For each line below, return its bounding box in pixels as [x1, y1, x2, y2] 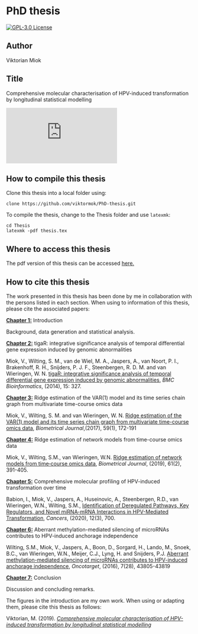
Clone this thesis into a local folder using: [6, 190, 106, 197]
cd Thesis [6, 223, 31, 229]
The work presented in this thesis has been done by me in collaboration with [6, 293, 192, 300]
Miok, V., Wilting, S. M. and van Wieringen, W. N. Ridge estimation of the [6, 412, 182, 419]
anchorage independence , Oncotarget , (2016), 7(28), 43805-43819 [6, 563, 170, 569]
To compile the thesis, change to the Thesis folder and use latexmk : [6, 212, 170, 219]
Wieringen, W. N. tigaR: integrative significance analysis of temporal [6, 370, 171, 377]
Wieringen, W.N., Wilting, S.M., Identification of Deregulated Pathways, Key [6, 502, 189, 509]
